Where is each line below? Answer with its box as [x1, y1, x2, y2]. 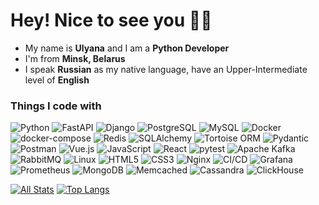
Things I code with [10, 99, 102, 113]
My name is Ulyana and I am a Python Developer [24, 42, 230, 54]
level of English [24, 74, 90, 86]
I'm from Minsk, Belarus [24, 52, 126, 64]
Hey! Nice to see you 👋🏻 [10, 9, 213, 32]
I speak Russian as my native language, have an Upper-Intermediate [24, 63, 308, 75]
